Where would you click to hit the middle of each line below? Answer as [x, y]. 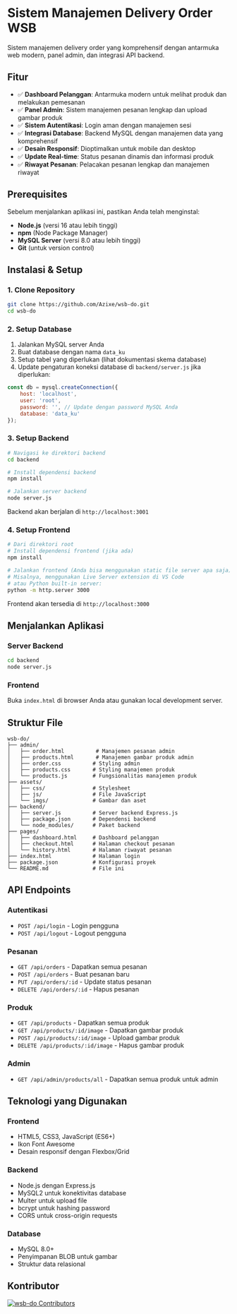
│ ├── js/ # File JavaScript [77, 795]
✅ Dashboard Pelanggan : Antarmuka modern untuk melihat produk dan [122, 94]
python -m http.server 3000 [49, 590]
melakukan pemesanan [51, 102]
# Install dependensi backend [52, 472]
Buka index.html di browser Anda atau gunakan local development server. [115, 701]
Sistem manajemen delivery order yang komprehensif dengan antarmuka [113, 47]
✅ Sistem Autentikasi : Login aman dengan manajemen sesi [104, 125]
